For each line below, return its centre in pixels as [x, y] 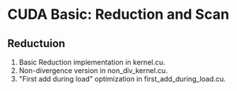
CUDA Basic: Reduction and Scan [119, 15]
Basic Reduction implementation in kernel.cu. [92, 62]
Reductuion [37, 44]
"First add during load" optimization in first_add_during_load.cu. [122, 79]
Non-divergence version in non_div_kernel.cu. [93, 71]
